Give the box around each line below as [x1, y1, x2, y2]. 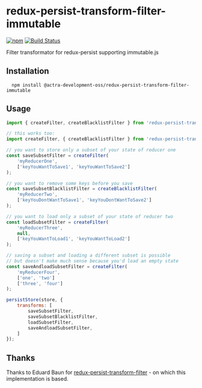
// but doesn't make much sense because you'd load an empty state [6, 258, 179, 264]
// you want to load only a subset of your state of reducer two [6, 213, 173, 219]
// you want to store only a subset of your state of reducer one [6, 147, 176, 153]
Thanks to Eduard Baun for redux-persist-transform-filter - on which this [6, 369, 186, 376]
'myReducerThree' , [17, 225, 63, 231]
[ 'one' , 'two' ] [17, 275, 55, 281]
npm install [11, 82, 42, 88]
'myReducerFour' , [17, 269, 61, 275]
